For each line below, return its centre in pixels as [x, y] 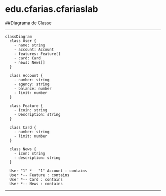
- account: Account [34, 49]
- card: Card [27, 58]
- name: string [30, 45]
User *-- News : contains [36, 184]
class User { [23, 41]
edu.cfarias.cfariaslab [52, 9]
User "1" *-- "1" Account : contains [48, 171]
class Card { [23, 127]
